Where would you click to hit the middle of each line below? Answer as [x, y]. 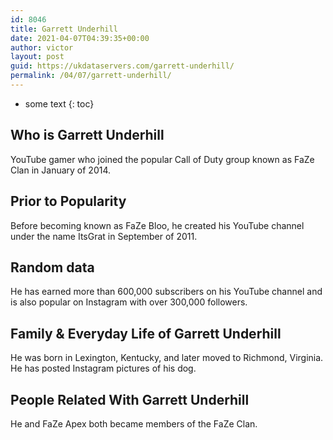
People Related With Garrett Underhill [130, 399]
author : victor [42, 47]
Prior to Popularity [68, 201]
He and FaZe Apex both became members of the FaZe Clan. [134, 423]
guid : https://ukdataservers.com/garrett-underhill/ [122, 66]
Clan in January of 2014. [61, 170]
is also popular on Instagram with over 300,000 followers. [129, 302]
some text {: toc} [59, 103]
